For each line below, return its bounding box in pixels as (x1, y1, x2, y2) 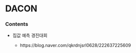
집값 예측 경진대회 (12, 33, 47, 39)
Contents (5, 21, 28, 28)
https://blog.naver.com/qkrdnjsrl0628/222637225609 (19, 43, 131, 49)
